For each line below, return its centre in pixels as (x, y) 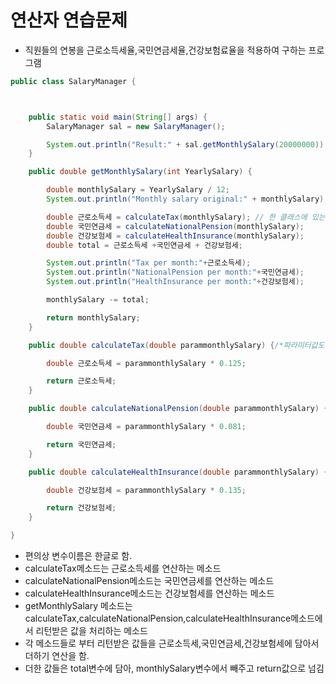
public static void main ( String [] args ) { (118, 117)
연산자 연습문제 (69, 20)
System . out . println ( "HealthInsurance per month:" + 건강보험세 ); (175, 282)
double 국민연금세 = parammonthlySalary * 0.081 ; (146, 427)
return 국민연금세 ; (81, 444)
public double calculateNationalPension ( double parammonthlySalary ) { (178, 409)
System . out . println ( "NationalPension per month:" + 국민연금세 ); (175, 272)
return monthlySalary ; (93, 317)
